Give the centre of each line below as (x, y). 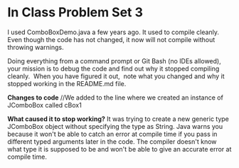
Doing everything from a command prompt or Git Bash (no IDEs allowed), (115, 61)
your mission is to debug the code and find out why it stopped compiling (113, 68)
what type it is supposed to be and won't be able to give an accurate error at (119, 149)
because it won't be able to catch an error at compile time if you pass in (112, 134)
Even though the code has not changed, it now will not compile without (111, 39)
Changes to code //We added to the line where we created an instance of (116, 98)
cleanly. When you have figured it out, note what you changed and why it (116, 76)
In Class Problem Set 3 (75, 12)
